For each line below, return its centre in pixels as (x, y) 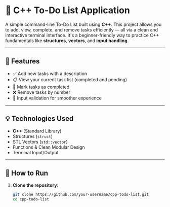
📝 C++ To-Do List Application (68, 10)
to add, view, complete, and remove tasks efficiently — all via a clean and (82, 29)
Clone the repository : (35, 185)
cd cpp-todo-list (31, 199)
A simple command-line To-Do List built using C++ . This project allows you (83, 24)
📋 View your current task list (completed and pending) (70, 79)
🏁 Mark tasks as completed (41, 87)
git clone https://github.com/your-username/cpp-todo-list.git (81, 195)
